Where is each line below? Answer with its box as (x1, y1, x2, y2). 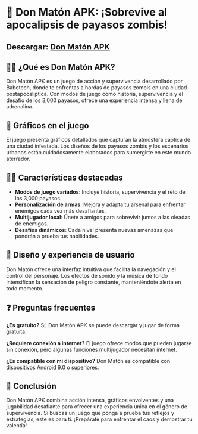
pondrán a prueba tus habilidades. (14, 232, 99, 240)
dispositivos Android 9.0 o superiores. (6, 364, 99, 371)
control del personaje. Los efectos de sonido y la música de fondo (6, 272, 168, 279)
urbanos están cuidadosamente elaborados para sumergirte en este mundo (6, 149, 191, 156)
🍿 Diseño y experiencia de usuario (6, 250, 135, 260)
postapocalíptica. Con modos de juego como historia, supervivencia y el (6, 91, 183, 98)
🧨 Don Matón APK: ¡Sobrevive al (6, 5, 168, 19)
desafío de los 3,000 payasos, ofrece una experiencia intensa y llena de (6, 97, 183, 104)
